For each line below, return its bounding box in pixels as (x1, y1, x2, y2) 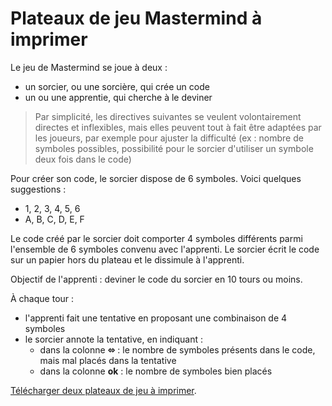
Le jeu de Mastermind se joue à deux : (10, 61, 168, 73)
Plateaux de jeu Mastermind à (10, 7, 263, 30)
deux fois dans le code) (34, 153, 132, 165)
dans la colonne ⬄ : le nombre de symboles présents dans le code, (39, 343, 316, 356)
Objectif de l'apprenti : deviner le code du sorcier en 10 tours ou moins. (10, 273, 303, 285)
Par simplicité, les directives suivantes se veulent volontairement (34, 110, 302, 122)
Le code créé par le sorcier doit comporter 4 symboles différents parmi (10, 232, 303, 244)
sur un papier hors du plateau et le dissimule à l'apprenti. (10, 253, 245, 266)
